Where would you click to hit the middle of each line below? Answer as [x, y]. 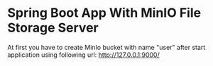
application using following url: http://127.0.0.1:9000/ [83, 55]
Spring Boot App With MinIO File [104, 13]
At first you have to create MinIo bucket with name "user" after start [106, 47]
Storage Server [53, 28]
